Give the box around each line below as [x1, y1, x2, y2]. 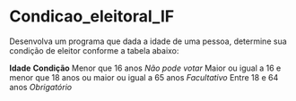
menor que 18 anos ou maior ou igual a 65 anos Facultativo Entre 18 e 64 [9, 72, 279, 82]
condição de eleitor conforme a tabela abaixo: [9, 45, 179, 55]
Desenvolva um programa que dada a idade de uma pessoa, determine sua [9, 36, 287, 46]
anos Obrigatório [9, 81, 73, 92]
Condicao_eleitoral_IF [9, 6, 175, 27]
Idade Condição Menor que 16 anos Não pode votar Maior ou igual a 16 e [9, 63, 282, 73]
